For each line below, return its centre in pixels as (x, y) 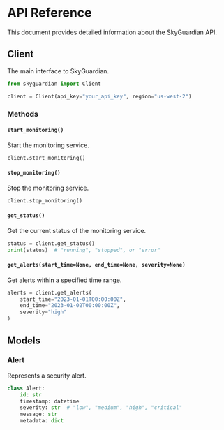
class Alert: (26, 388)
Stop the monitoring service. (48, 188)
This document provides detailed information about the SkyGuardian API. (112, 32)
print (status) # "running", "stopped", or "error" (84, 250)
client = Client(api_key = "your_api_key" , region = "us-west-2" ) (99, 96)
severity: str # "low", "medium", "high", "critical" (101, 408)
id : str (31, 395)
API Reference (50, 13)
